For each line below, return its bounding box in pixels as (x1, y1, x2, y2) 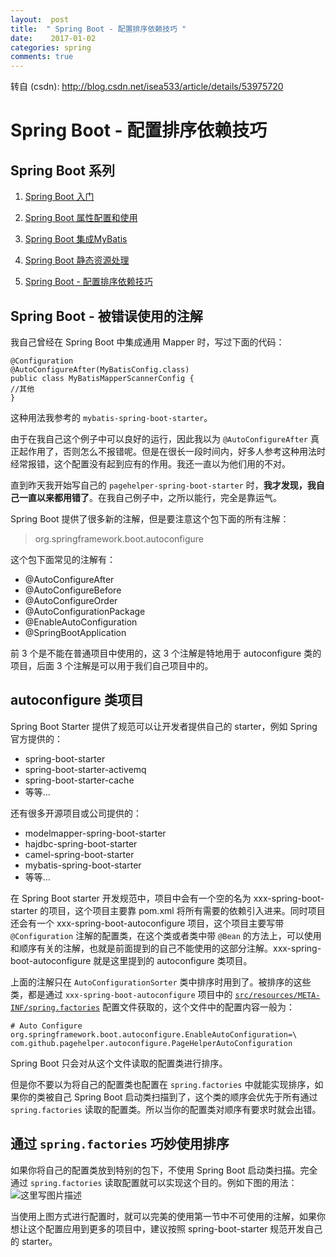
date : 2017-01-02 (10, 33, 97, 43)
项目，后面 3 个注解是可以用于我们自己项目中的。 (10, 659, 214, 671)
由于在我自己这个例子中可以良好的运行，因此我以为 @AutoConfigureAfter (10, 432, 308, 445)
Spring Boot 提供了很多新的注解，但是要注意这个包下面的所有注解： (10, 512, 290, 525)
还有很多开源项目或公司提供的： (10, 807, 142, 819)
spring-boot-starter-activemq (24, 763, 147, 775)
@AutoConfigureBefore (24, 584, 122, 596)
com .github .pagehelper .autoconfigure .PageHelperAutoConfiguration (10, 1038, 293, 1048)
